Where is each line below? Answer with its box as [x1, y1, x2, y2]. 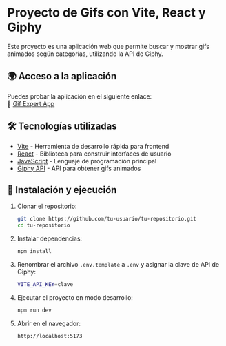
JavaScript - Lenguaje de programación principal [17, 156, 157, 165]
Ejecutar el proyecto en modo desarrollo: [17, 293, 133, 301]
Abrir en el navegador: [17, 319, 81, 327]
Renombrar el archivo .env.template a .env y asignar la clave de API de [17, 261, 220, 268]
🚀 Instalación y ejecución [7, 184, 117, 196]
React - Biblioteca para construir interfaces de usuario [17, 150, 172, 158]
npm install [17, 248, 52, 255]
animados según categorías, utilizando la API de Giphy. [7, 50, 163, 58]
